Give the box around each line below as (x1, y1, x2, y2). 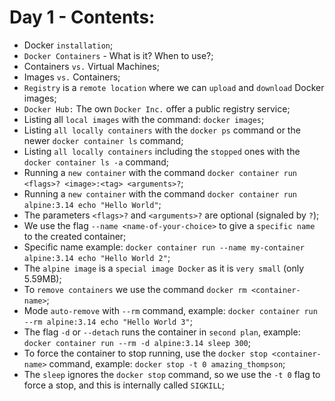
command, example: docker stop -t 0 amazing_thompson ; (48, 357, 286, 370)
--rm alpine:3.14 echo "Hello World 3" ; (23, 315, 193, 327)
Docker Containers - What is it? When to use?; (23, 49, 214, 61)
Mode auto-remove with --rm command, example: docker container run (23, 304, 318, 316)
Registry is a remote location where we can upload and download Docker (23, 81, 325, 93)
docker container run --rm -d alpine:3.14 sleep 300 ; (23, 336, 251, 348)
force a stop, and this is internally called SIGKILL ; (23, 379, 225, 391)
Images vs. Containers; (23, 71, 121, 83)
